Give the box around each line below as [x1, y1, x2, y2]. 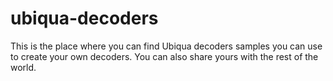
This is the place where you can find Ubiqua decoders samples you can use [10, 40, 323, 52]
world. [10, 61, 37, 73]
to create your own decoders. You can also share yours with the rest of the [10, 50, 319, 62]
